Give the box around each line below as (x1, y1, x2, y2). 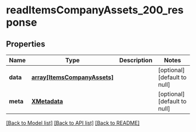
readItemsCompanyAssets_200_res (6, 3, 184, 17)
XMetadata (31, 97, 63, 105)
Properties (6, 39, 45, 49)
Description (119, 56, 153, 64)
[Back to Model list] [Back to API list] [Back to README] (6, 120, 140, 126)
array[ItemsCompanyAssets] (31, 73, 114, 81)
